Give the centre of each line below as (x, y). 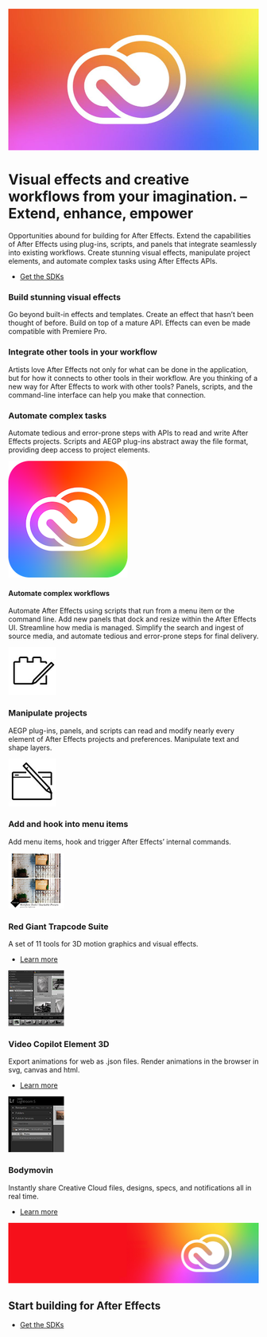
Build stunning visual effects (65, 297)
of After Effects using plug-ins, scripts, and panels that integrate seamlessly (132, 245)
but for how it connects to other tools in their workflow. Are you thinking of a (133, 378)
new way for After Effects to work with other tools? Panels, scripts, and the (130, 386)
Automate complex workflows (59, 593)
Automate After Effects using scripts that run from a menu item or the (122, 611)
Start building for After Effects (85, 1306)
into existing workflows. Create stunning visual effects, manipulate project (129, 253)
